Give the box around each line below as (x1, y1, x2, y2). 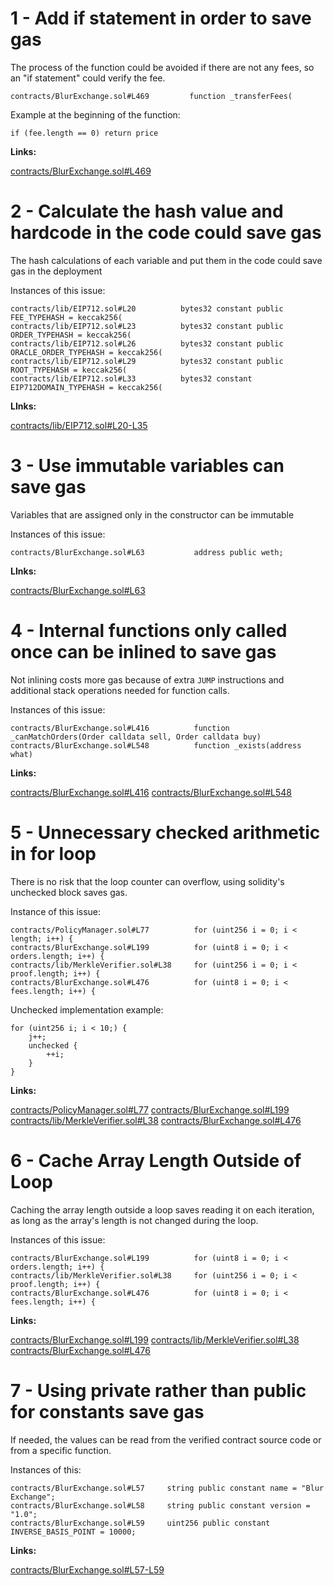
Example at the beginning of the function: (10, 108, 181, 121)
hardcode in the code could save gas (10, 222, 322, 244)
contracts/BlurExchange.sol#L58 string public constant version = (10, 1500, 311, 1511)
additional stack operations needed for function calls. (10, 684, 230, 696)
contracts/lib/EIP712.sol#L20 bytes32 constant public (10, 303, 284, 314)
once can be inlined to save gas (10, 641, 277, 663)
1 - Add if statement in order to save (10, 7, 312, 30)
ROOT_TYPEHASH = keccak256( (10, 365, 128, 375)
